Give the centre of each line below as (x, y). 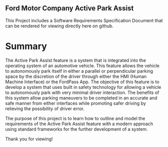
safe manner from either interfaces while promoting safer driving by (76, 103)
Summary (26, 46)
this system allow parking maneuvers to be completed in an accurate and (81, 97)
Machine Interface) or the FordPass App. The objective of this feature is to (82, 82)
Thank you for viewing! (29, 139)
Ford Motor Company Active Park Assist (70, 8)
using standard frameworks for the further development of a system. (76, 129)
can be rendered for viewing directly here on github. (59, 26)
